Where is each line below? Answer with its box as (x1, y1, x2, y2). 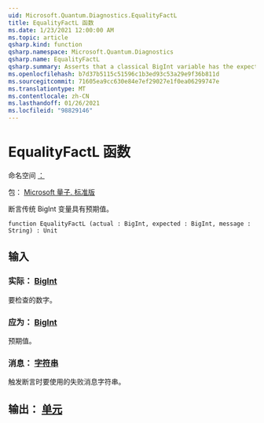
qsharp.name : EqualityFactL (8, 56, 101, 64)
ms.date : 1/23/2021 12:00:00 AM (8, 26, 114, 34)
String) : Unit (8, 226, 58, 235)
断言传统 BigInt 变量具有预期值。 (8, 204, 114, 213)
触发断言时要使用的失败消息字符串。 (8, 377, 126, 387)
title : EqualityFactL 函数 (8, 19, 94, 27)
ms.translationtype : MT (8, 84, 86, 93)
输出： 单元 (8, 403, 63, 416)
